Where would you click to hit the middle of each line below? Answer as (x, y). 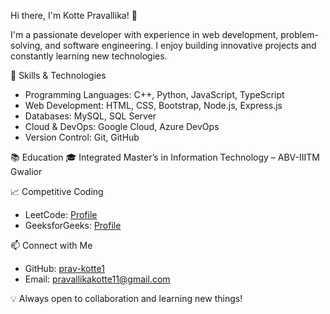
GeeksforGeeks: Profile (73, 225)
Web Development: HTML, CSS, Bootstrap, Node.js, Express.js (153, 105)
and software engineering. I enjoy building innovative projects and (180, 45)
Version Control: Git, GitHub (82, 137)
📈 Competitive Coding (57, 191)
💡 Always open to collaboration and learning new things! (126, 298)
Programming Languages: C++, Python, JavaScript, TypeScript (154, 94)
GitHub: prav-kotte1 (64, 268)
